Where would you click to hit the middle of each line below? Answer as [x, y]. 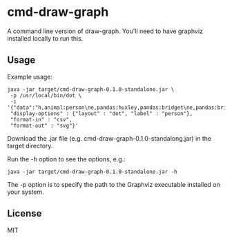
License [25, 213]
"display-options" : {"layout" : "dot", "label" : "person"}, [101, 113]
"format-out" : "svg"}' [44, 126]
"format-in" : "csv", [41, 119]
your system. [26, 192]
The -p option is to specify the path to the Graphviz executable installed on [114, 184]
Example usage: [30, 77]
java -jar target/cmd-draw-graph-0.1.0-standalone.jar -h [92, 172]
